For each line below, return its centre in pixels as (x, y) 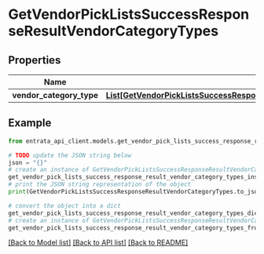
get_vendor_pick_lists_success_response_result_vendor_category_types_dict (135, 213)
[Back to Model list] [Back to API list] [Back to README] (98, 243)
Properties (35, 60)
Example (30, 123)
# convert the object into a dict (65, 205)
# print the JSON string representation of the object (100, 185)
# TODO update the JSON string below (70, 155)
